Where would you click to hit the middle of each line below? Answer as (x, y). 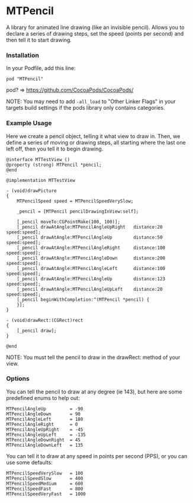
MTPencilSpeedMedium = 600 (45, 483)
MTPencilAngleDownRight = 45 (44, 440)
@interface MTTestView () (38, 159)
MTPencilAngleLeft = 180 (45, 419)
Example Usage (29, 123)
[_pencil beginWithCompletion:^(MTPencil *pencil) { (83, 299)
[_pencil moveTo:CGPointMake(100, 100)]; (68, 222)
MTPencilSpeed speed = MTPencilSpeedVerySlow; (75, 201)
